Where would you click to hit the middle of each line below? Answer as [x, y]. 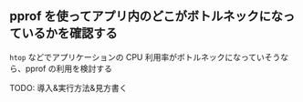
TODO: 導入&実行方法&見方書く [68, 87]
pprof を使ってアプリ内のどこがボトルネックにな [146, 16]
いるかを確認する [69, 33]
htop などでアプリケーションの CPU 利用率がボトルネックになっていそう [145, 56]
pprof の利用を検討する [68, 68]
